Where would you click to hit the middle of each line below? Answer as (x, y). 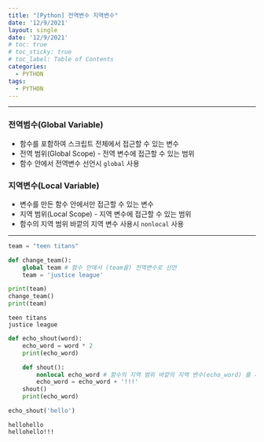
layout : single (33, 30)
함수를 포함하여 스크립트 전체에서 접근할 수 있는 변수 (99, 143)
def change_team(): (40, 260)
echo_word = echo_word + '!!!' (88, 382)
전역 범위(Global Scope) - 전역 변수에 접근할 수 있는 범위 (107, 153)
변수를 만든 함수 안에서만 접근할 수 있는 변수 (87, 204)
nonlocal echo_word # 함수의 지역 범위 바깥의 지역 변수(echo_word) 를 (144, 374)
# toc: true (27, 45)
